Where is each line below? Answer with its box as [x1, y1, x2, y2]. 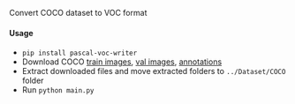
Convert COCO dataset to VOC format [9, 8, 147, 18]
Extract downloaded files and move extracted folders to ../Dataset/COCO [21, 66, 286, 77]
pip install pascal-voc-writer [21, 48, 138, 58]
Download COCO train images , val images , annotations [21, 56, 223, 67]
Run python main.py [21, 85, 95, 95]
